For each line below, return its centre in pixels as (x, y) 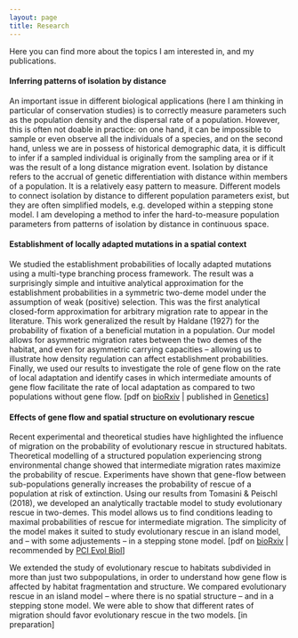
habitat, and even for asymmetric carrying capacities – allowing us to (136, 349)
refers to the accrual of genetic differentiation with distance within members (149, 176)
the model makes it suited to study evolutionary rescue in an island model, (145, 532)
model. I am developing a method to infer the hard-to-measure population (145, 214)
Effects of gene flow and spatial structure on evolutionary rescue (132, 417)
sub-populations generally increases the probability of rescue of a (130, 484)
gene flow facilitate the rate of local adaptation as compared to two (132, 387)
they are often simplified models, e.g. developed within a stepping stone (141, 205)
